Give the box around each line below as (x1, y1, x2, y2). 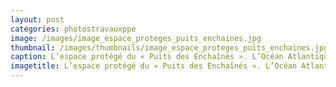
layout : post (10, 14, 65, 25)
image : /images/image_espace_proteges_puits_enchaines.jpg (10, 33, 262, 43)
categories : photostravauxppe (10, 24, 137, 34)
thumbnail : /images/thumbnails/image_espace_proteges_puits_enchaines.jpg (10, 42, 329, 53)
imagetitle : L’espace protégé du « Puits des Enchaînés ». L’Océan (10, 61, 298, 71)
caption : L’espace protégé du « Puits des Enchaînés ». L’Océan (10, 52, 284, 62)
